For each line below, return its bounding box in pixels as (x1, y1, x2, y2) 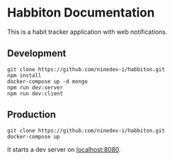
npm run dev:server (7, 84, 64, 91)
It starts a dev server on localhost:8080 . (7, 145, 121, 153)
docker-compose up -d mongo (7, 78, 88, 85)
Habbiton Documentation (7, 5, 155, 21)
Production (7, 109, 57, 121)
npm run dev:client (7, 90, 64, 97)
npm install (7, 72, 41, 79)
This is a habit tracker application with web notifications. (7, 28, 168, 36)
